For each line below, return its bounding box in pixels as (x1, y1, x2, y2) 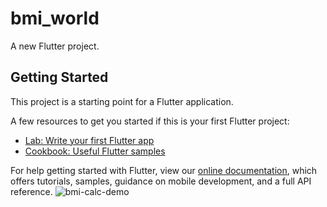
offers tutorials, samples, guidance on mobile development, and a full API (10, 175, 312, 187)
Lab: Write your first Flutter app (24, 134, 155, 146)
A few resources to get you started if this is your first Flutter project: (10, 115, 290, 127)
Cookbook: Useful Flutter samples (24, 145, 166, 157)
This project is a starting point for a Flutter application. (10, 95, 234, 107)
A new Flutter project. (10, 40, 100, 52)
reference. (10, 185, 53, 197)
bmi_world (10, 7, 100, 30)
